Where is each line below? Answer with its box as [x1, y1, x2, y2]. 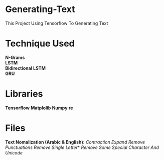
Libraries [5, 88, 43, 100]
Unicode [5, 149, 23, 155]
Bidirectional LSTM [5, 65, 46, 71]
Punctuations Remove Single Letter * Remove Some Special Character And [5, 144, 159, 150]
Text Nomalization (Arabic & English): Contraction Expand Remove [5, 139, 145, 145]
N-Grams [5, 54, 25, 60]
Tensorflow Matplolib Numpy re [5, 105, 73, 111]
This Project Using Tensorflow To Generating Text [5, 20, 108, 26]
